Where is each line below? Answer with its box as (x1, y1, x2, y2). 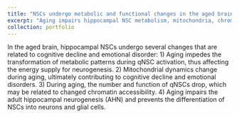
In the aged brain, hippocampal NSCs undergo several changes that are (7, 43, 218, 52)
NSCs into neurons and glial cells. (7, 103, 106, 112)
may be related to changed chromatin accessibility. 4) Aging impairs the (7, 88, 218, 96)
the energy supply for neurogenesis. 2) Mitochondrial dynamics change (7, 65, 218, 74)
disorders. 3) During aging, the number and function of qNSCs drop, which (7, 81, 227, 89)
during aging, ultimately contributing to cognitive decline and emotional (7, 73, 216, 81)
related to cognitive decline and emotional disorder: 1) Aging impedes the (7, 50, 222, 59)
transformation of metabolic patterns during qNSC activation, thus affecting (7, 58, 229, 66)
